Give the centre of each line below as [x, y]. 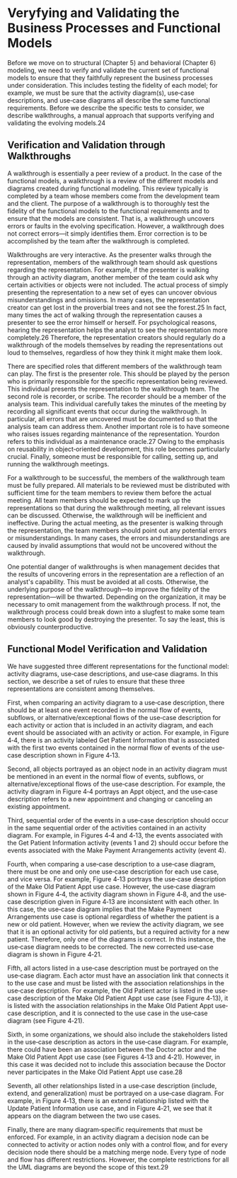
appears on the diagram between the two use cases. [84, 1116]
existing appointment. [39, 806]
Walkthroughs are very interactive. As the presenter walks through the [110, 255]
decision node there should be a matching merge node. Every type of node [117, 1152]
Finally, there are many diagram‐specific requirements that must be [105, 1129]
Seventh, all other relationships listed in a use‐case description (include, [112, 1085]
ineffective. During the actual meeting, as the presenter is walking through [115, 522]
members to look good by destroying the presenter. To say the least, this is [116, 619]
